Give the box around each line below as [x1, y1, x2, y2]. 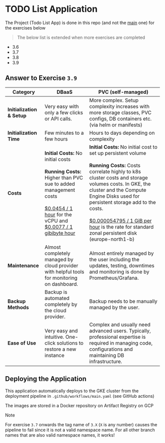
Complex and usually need [89, 321, 151, 328]
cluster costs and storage [89, 174, 148, 181]
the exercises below [5, 25, 46, 30]
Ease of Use [7, 339, 36, 346]
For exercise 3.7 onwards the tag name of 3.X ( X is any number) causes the [5, 421, 158, 427]
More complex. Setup [89, 97, 139, 104]
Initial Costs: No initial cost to [89, 144, 158, 150]
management [44, 186, 75, 193]
